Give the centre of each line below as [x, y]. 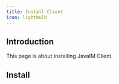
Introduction [30, 42]
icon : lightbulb [27, 17]
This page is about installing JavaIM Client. [59, 56]
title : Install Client [35, 12]
